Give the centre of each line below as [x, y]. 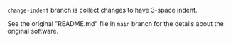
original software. [33, 31]
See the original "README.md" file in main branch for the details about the [116, 23]
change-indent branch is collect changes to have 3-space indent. [102, 10]
